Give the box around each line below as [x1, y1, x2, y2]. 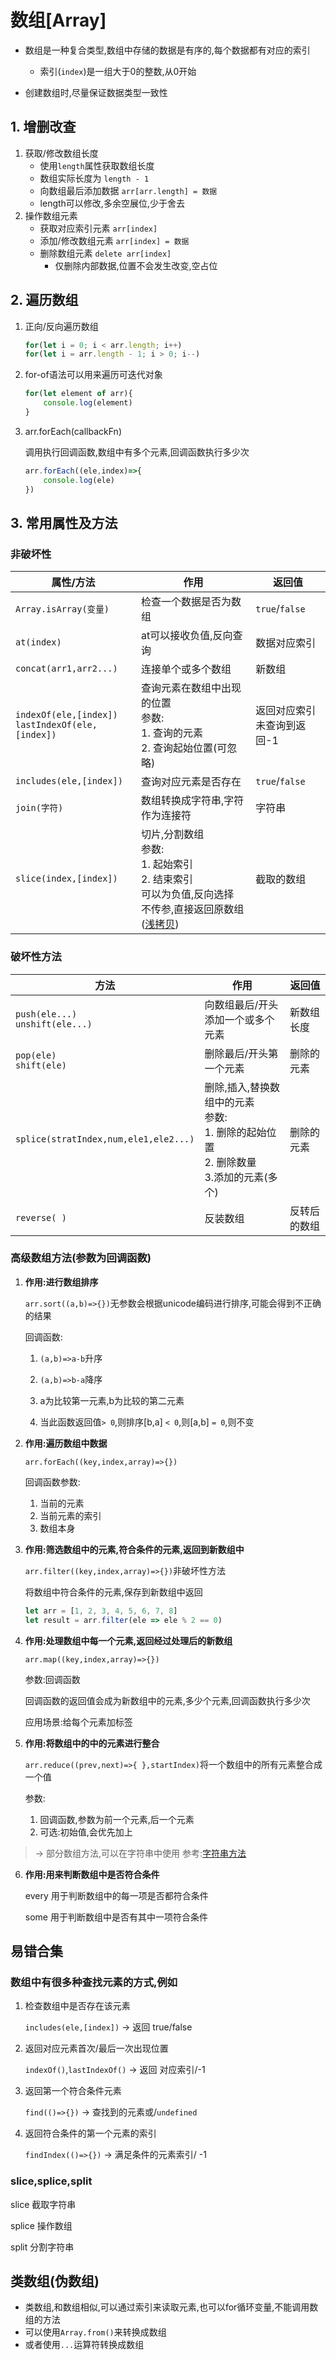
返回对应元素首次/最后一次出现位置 [24, 2042, 169, 2055]
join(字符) [15, 802, 64, 814]
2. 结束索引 [141, 872, 194, 886]
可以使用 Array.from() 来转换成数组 [24, 2326, 167, 2338]
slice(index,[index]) [15, 873, 118, 885]
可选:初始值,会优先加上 [39, 1826, 133, 1838]
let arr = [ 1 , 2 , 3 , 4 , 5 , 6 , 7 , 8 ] [24, 1606, 178, 1616]
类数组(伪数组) [10, 2272, 100, 2290]
